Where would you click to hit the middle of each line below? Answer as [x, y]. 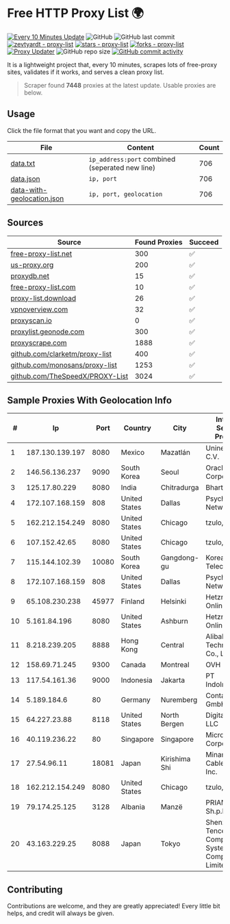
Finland [133, 601]
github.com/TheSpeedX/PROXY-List [69, 376]
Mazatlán [175, 453]
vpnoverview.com [39, 309]
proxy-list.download [43, 298]
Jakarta [173, 680]
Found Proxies [158, 242]
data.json [25, 179]
